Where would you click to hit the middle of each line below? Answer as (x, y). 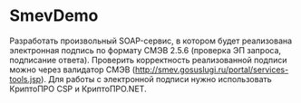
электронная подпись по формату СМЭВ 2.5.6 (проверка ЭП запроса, (146, 50)
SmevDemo (54, 16)
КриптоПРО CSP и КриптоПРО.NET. (78, 89)
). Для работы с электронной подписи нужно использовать (156, 79)
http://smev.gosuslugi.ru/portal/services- (212, 70)
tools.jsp (25, 79)
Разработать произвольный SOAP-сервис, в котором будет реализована (151, 41)
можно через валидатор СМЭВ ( (73, 70)
